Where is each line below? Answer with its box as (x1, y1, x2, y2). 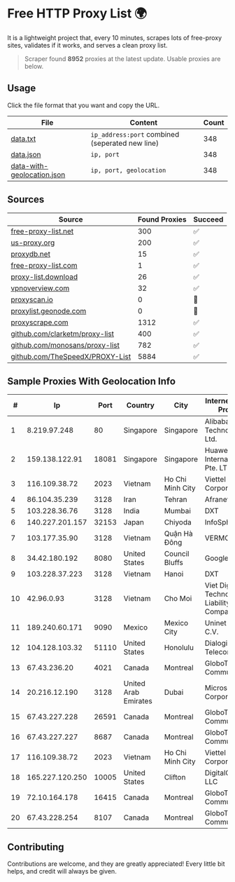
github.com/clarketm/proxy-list (10, 329, 114, 339)
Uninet (204, 618, 227, 628)
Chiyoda (164, 517, 192, 527)
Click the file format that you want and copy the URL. (7, 101, 159, 109)
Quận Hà (164, 529, 194, 538)
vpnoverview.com (10, 283, 70, 293)
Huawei (204, 446, 230, 456)
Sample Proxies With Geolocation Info (7, 375, 176, 387)
